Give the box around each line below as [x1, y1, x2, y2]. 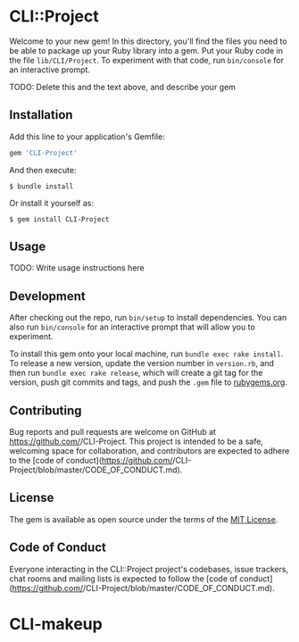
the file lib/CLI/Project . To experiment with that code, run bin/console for [9, 54, 284, 65]
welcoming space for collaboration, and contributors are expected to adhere [9, 446, 290, 456]
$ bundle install [9, 181, 74, 191]
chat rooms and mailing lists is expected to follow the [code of [9, 573, 238, 584]
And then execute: [9, 164, 77, 175]
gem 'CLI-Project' [9, 148, 78, 157]
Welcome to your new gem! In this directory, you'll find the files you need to [9, 36, 287, 46]
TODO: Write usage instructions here [9, 263, 145, 273]
